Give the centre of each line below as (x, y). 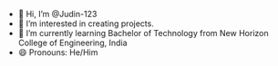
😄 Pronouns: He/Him (58, 52)
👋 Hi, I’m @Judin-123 (57, 14)
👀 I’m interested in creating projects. (86, 24)
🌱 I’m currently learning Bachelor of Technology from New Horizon (143, 33)
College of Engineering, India (72, 42)
